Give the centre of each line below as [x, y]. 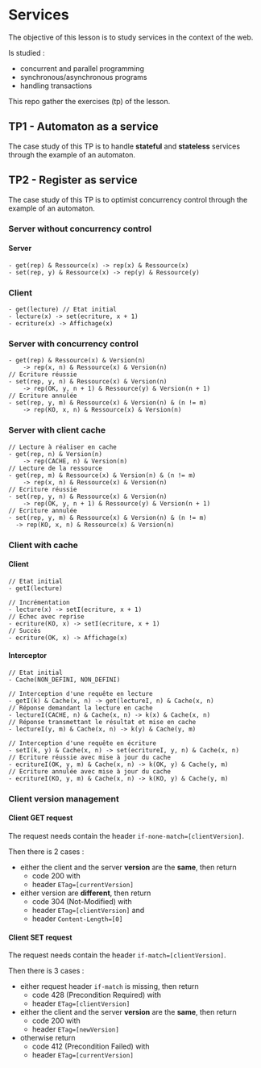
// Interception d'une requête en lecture [81, 693]
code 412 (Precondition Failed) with [91, 1046]
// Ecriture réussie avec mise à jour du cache [90, 757]
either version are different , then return [85, 893]
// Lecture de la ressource [56, 468]
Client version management [64, 798]
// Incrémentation [39, 602]
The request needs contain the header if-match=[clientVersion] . [118, 955]
